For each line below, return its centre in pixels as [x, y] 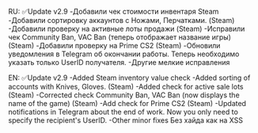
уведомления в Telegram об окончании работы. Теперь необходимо [124, 54]
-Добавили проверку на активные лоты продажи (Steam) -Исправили [127, 28]
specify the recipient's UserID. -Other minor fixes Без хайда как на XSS [126, 120]
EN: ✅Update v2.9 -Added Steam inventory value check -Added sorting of [129, 78]
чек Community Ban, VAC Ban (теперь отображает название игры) [120, 37]
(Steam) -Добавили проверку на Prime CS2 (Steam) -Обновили [114, 46]
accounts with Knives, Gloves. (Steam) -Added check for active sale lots [126, 87]
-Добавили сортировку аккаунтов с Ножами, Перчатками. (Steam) [121, 20]
